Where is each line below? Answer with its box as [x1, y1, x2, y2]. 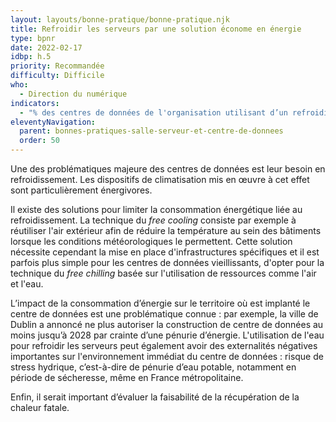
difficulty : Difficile [10, 71, 105, 81]
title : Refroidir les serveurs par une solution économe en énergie [10, 24, 302, 34]
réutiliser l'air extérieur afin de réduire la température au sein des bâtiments [10, 225, 322, 236]
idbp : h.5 [10, 52, 52, 62]
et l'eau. [10, 278, 44, 290]
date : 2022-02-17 [10, 42, 83, 53]
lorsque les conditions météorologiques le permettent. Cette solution [10, 236, 293, 247]
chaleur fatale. [10, 402, 70, 413]
